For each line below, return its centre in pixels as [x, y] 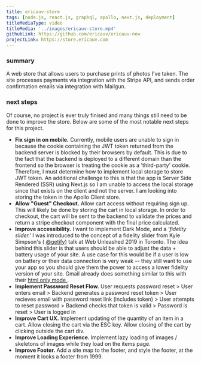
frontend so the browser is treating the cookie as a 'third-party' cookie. [102, 165]
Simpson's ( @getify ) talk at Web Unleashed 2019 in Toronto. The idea [101, 241]
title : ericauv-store [33, 12]
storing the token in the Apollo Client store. [68, 197]
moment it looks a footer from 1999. [59, 356]
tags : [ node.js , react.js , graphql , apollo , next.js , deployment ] [91, 17]
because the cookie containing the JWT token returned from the [94, 146]
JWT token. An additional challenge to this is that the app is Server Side [103, 178]
